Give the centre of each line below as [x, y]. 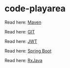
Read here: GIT [20, 32]
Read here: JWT [21, 41]
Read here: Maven [23, 22]
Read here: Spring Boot [28, 51]
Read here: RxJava [23, 60]
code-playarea [35, 9]
